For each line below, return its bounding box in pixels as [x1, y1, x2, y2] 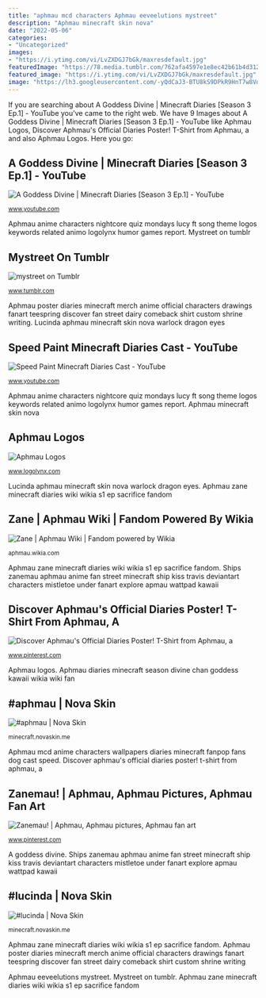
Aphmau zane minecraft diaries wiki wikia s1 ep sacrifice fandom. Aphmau [8, 939, 251, 949]
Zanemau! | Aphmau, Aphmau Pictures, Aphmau [8, 787, 253, 800]
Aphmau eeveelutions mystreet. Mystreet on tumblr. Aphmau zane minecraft [8, 972, 257, 981]
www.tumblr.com [8, 287, 55, 295]
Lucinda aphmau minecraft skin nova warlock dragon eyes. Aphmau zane [8, 481, 248, 490]
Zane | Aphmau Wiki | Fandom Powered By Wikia [8, 512, 254, 526]
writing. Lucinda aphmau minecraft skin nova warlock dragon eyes [8, 318, 226, 328]
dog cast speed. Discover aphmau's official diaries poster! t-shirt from [8, 755, 237, 766]
